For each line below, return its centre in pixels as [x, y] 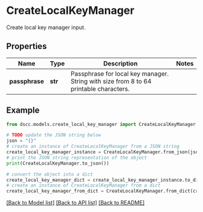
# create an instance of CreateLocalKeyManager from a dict [84, 185]
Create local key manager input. [46, 27]
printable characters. [100, 88]
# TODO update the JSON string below [54, 135]
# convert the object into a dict [50, 174]
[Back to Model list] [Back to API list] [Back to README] [76, 203]
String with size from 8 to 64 [111, 81]
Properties [27, 46]
